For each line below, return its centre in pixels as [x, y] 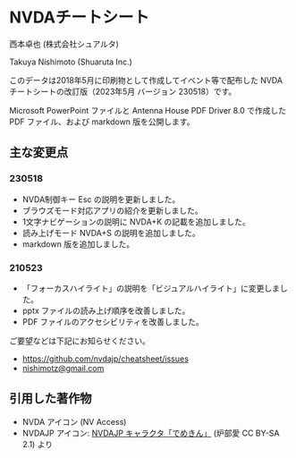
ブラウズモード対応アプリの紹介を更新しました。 [112, 210]
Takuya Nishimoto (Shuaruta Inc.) [71, 62]
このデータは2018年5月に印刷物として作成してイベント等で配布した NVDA [146, 80]
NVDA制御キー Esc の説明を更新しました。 [101, 199]
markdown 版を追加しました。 [78, 244]
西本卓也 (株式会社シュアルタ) [64, 44]
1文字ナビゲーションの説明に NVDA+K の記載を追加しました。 [136, 221]
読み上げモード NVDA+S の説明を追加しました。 [111, 233]
